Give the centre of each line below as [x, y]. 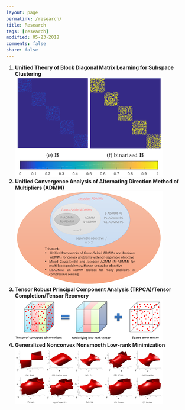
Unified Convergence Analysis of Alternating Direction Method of [97, 181]
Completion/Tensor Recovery [52, 295]
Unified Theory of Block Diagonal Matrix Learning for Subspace [94, 67]
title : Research [26, 25]
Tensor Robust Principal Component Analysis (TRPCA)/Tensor [93, 289]
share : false [22, 50]
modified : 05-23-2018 [33, 38]
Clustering [28, 73]
